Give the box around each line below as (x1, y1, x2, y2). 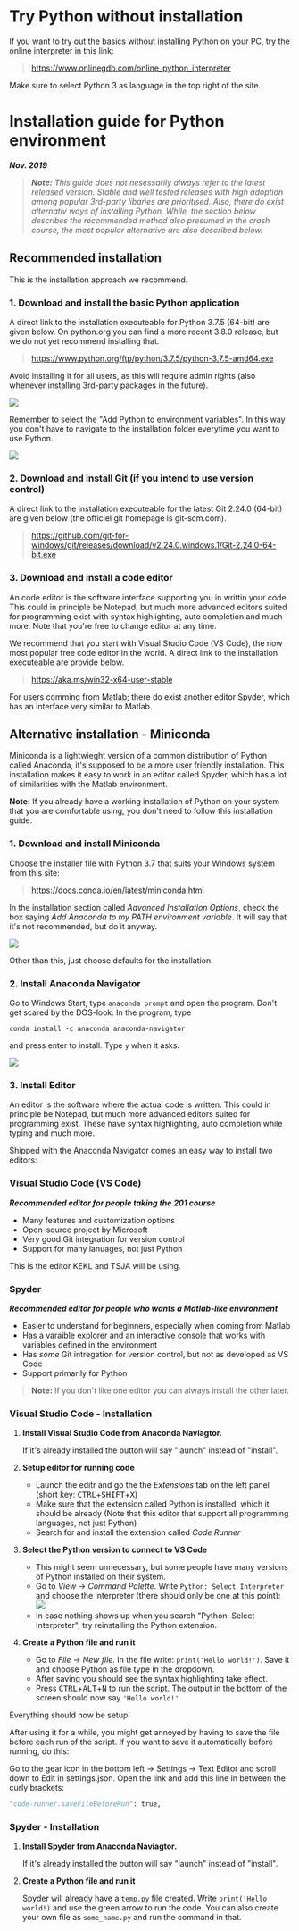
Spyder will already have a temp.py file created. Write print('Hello (21, 1893, 268, 1904)
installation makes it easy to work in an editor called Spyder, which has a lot (9, 769, 287, 780)
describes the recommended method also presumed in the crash (30, 214, 270, 225)
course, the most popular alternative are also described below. (30, 224, 263, 235)
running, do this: (9, 1746, 70, 1757)
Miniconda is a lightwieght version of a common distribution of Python (9, 751, 268, 761)
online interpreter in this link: (9, 45, 114, 55)
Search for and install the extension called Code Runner (35, 1527, 241, 1538)
